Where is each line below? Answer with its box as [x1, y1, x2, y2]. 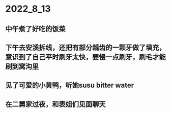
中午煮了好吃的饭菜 [5, 24, 66, 33]
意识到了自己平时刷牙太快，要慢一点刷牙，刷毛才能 [5, 53, 166, 61]
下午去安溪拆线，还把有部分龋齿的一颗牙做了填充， [5, 43, 166, 52]
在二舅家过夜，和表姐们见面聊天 [5, 100, 106, 108]
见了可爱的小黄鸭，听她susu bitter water [5, 81, 134, 90]
